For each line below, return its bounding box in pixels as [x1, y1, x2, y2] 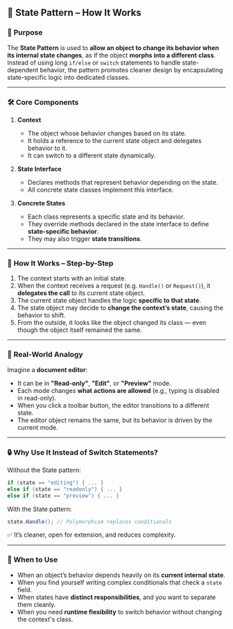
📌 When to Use [7, 555, 58, 564]
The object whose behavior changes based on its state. [27, 129, 187, 137]
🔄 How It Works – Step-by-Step [7, 258, 114, 268]
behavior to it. [27, 144, 67, 152]
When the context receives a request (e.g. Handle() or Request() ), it [17, 282, 211, 290]
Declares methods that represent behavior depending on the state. [27, 178, 218, 186]
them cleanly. [17, 600, 56, 608]
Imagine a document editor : [7, 365, 88, 374]
